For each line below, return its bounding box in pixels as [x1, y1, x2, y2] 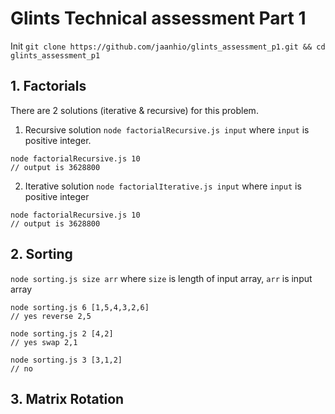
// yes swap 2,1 [10, 337, 78, 347]
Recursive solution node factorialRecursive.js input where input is [24, 123, 310, 136]
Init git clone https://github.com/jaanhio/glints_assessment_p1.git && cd [10, 40, 326, 52]
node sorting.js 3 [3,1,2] [10, 355, 123, 365]
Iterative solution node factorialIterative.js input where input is [24, 180, 302, 192]
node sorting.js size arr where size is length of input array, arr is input [10, 272, 313, 284]
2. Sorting [10, 246, 73, 263]
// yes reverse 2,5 [10, 311, 92, 321]
